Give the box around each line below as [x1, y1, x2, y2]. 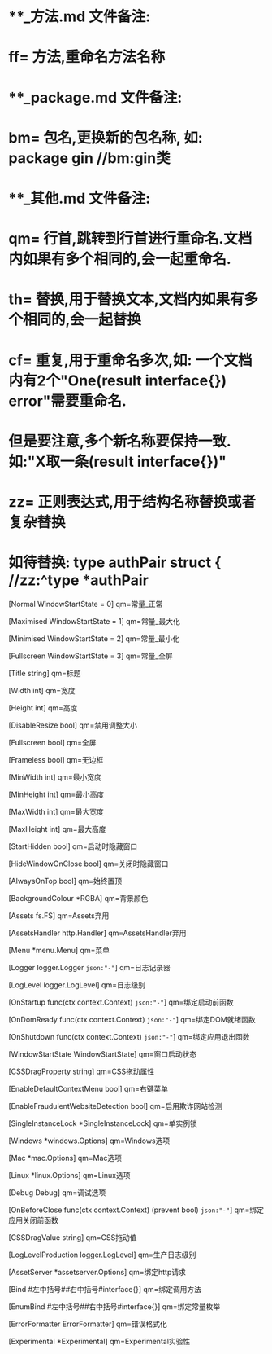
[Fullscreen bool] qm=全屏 [8, 737, 97, 747]
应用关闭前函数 [8, 1215, 58, 1224]
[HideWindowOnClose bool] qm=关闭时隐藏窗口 [8, 859, 169, 868]
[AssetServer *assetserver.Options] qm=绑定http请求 [8, 1267, 187, 1277]
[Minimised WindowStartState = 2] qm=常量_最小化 [8, 633, 180, 644]
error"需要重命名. [8, 392, 127, 410]
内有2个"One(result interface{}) [8, 371, 227, 389]
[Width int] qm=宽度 [8, 685, 76, 695]
